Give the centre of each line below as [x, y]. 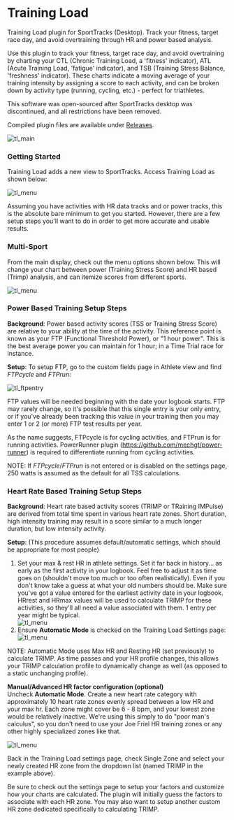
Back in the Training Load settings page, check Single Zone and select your [116, 758]
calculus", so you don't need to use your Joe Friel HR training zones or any [115, 724]
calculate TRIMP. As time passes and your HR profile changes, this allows [113, 659]
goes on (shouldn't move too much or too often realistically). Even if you [121, 578]
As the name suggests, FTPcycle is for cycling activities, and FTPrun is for [114, 437]
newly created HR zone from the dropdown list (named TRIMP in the [105, 766]
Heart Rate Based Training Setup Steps [74, 491]
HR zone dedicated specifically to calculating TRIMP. [83, 810]
